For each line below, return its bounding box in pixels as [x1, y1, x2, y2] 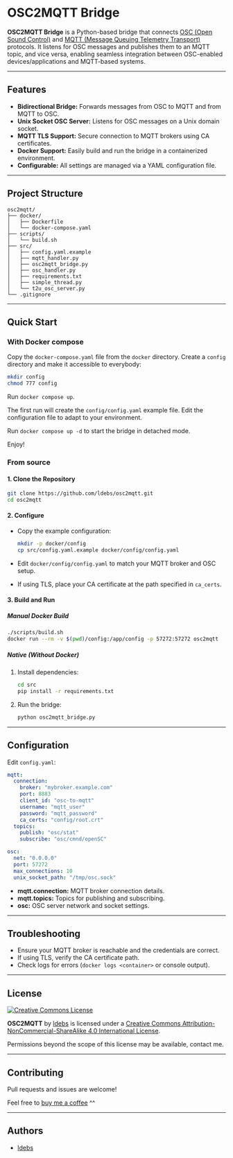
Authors [7, 1125, 44, 1137]
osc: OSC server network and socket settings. [17, 901, 150, 909]
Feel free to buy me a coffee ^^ [7, 1098, 96, 1107]
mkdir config [7, 374, 45, 380]
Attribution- [182, 1019, 216, 1028]
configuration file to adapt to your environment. [7, 414, 142, 421]
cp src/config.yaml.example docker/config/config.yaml [17, 546, 180, 554]
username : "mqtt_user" [19, 803, 85, 810]
